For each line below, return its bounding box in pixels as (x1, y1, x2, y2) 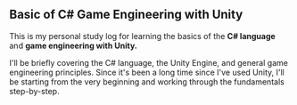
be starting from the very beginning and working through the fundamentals (9, 76, 285, 87)
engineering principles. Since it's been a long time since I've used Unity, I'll (9, 67, 285, 77)
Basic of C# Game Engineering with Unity (9, 7, 243, 22)
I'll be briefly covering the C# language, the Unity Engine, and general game (9, 57, 288, 68)
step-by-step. (9, 85, 60, 96)
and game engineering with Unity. (9, 40, 138, 51)
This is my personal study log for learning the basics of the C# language (9, 30, 276, 41)
